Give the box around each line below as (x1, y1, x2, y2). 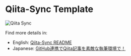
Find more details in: (5, 29, 48, 35)
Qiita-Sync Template (5, 3, 94, 15)
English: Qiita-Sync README (12, 39, 72, 45)
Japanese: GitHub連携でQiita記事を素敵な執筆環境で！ (12, 45, 126, 51)
